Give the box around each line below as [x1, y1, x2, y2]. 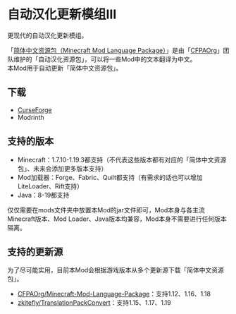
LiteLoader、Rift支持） [17, 181, 83, 191]
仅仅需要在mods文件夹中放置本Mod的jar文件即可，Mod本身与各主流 [7, 205, 206, 214]
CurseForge [17, 105, 53, 114]
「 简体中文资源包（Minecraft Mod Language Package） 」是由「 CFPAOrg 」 [7, 46, 223, 54]
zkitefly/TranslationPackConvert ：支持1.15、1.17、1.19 [17, 298, 171, 307]
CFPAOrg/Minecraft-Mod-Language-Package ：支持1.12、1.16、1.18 [17, 290, 211, 298]
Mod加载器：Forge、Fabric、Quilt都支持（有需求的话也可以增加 [17, 173, 203, 181]
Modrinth [17, 113, 44, 121]
